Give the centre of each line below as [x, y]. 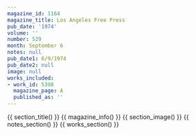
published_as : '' [38, 98]
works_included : [30, 78]
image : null [24, 71]
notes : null [24, 53]
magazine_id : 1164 [34, 13]
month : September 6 [35, 46]
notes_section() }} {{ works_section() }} [63, 124]
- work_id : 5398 [30, 84]
